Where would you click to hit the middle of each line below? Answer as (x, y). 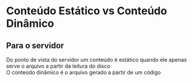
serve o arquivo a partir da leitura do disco (58, 66)
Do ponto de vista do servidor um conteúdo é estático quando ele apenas (96, 60)
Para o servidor (35, 45)
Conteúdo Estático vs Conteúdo (87, 11)
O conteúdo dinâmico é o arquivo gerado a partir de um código (83, 72)
